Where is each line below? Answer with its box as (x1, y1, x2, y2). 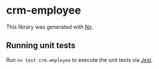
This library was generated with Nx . (6, 23, 93, 30)
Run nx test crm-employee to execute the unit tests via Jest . (6, 56, 153, 63)
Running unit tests (6, 40, 76, 51)
